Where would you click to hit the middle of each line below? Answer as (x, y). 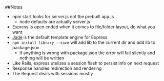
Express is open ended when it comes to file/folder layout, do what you (83, 27)
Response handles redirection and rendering (57, 68)
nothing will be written (42, 58)
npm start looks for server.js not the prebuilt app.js (63, 16)
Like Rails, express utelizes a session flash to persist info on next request (85, 63)
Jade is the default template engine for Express (60, 37)
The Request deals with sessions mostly (52, 73)
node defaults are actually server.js (55, 22)
